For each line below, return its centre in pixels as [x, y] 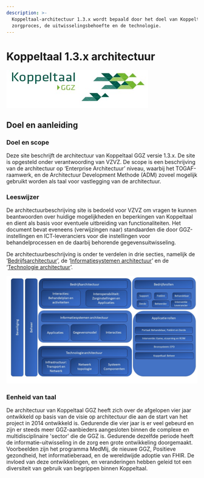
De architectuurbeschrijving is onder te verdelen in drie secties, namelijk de [101, 254]
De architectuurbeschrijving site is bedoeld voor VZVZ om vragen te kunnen [101, 210]
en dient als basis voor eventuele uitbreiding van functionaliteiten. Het [93, 223]
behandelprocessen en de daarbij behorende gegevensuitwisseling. [91, 242]
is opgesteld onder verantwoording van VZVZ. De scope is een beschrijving [101, 162]
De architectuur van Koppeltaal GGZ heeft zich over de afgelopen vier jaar [99, 411]
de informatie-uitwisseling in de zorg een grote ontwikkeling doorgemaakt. [100, 443]
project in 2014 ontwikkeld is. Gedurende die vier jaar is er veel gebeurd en [100, 423]
